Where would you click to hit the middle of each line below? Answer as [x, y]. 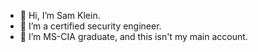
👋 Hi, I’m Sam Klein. [60, 15]
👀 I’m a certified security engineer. [90, 26]
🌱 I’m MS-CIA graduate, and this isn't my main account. [133, 36]
